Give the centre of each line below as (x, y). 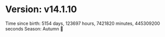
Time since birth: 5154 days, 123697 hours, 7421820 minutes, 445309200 (83, 23)
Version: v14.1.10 (41, 9)
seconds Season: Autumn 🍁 (34, 28)
